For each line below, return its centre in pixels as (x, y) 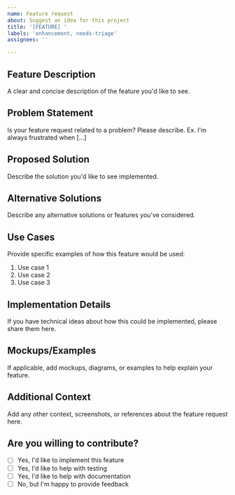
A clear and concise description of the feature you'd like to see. (99, 91)
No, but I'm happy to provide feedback (73, 484)
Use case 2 (34, 275)
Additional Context (49, 397)
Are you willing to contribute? (73, 444)
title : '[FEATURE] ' (37, 27)
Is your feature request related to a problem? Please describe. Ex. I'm (107, 130)
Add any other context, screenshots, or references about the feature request (117, 414)
